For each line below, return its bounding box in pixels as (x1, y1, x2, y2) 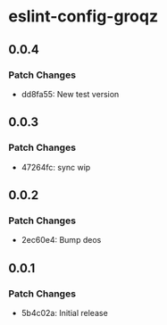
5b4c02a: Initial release (21, 307, 108, 318)
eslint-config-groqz (8, 6, 158, 27)
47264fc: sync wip (21, 162, 91, 172)
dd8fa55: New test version (21, 88, 120, 99)
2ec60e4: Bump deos (21, 235, 102, 246)
